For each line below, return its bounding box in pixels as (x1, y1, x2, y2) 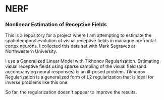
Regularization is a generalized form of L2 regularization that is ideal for (5, 74, 154, 80)
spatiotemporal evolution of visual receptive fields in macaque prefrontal (5, 38, 156, 44)
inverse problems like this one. (5, 79, 69, 85)
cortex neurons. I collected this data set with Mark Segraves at (5, 43, 135, 49)
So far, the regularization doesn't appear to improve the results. (5, 89, 137, 95)
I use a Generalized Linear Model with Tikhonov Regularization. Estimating (5, 58, 159, 64)
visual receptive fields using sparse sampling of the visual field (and (5, 63, 147, 69)
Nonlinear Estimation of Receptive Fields (5, 21, 107, 28)
